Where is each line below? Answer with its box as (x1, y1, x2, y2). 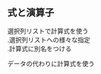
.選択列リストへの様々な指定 (7, 35, 91, 44)
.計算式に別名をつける (7, 44, 73, 53)
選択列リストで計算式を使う (7, 27, 89, 35)
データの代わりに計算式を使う (7, 59, 95, 68)
